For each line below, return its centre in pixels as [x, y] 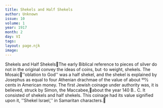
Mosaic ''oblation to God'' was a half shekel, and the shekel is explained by [81, 74]
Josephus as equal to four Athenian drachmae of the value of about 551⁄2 [77, 80]
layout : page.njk [23, 46]
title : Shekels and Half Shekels [39, 9]
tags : [10, 41]
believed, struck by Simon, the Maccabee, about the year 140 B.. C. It [75, 90]
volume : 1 [15, 23]
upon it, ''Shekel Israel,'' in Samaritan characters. [54, 100]
